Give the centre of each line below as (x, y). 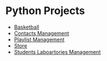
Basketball (26, 27)
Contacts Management (42, 33)
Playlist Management (39, 39)
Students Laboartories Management (57, 52)
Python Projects (45, 11)
